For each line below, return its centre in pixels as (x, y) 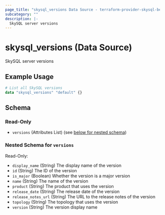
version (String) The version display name (55, 207)
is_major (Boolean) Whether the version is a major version (71, 176)
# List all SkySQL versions (34, 88)
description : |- (22, 19)
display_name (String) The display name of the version (67, 165)
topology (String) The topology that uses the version (65, 202)
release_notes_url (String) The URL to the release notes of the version (84, 196)
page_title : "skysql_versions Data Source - (51, 10)
